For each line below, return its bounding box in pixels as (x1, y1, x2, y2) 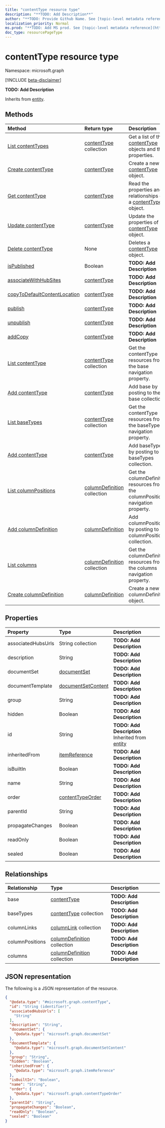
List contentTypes (7, 142, 49, 149)
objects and (128, 146, 156, 153)
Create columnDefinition (7, 591, 64, 598)
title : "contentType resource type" (5, 7, 80, 12)
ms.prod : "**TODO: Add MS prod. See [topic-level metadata (5, 26, 129, 31)
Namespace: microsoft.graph (5, 67, 64, 73)
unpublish (7, 319, 30, 326)
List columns (7, 562, 37, 568)
